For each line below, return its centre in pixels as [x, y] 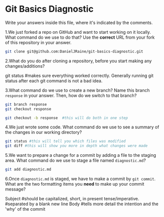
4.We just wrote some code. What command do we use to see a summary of [82, 127]
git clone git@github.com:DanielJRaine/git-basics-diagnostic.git [74, 51]
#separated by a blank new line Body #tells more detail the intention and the [82, 204]
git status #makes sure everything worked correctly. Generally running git [79, 75]
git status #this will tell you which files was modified [65, 141]
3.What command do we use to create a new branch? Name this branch [78, 90]
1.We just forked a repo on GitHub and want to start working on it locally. [78, 32]
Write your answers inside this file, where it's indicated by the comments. [79, 23]
